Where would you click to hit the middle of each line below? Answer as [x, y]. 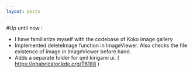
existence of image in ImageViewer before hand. [73, 51]
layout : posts [23, 11]
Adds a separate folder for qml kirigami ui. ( [67, 57]
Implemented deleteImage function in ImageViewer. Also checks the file [101, 45]
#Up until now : [24, 28]
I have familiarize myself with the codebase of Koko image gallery [94, 39]
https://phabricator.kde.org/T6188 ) [57, 64]
